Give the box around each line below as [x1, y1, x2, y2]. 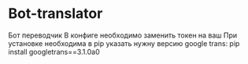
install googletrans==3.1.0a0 [8, 47, 100, 56]
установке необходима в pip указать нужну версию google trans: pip [8, 38, 240, 48]
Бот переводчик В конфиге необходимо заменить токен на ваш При [8, 30, 238, 40]
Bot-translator [8, 5, 103, 23]
